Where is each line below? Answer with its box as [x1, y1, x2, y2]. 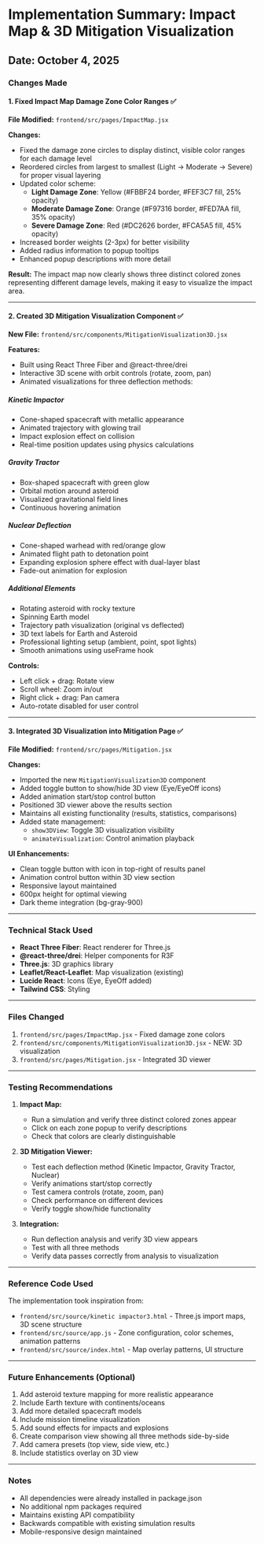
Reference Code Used [8, 1278, 93, 1289]
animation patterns [19, 1337, 81, 1346]
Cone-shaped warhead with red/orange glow [19, 540, 167, 550]
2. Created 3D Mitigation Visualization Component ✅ [8, 311, 184, 321]
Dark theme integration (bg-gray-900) [19, 897, 144, 907]
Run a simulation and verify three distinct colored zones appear [31, 1115, 237, 1124]
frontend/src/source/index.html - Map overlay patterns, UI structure [19, 1345, 244, 1354]
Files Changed [8, 1011, 64, 1023]
